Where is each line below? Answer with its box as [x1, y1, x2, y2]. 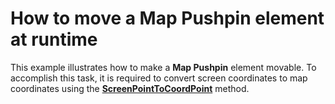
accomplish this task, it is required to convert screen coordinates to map [10, 72, 308, 84]
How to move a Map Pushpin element [10, 7, 325, 30]
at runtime [10, 28, 98, 51]
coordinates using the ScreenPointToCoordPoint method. [10, 82, 250, 94]
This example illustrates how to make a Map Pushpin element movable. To [10, 61, 317, 73]
